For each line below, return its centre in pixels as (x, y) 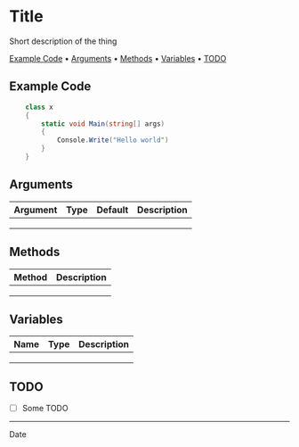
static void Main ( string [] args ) (103, 124)
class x (39, 107)
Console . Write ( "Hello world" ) (113, 140)
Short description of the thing (63, 41)
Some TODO (45, 409)
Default (113, 210)
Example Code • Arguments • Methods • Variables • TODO (118, 58)
